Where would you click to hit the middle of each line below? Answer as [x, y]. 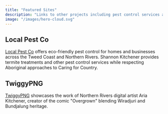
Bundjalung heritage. [27, 106]
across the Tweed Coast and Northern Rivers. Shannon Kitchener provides [82, 57]
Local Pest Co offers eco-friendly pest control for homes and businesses [80, 52]
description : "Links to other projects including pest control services [82, 15]
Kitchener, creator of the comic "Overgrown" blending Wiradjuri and [75, 101]
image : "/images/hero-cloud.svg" [40, 19]
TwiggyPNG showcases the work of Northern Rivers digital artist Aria [76, 95]
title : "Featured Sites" [31, 10]
